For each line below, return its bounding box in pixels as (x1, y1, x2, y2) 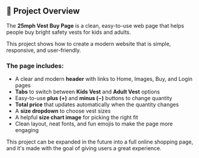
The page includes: (6, 62, 65, 70)
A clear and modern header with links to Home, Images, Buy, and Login (14, 75, 193, 83)
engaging (14, 127, 39, 134)
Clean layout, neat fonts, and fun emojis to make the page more (14, 120, 173, 127)
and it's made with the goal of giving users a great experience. (6, 145, 162, 152)
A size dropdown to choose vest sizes (14, 107, 111, 115)
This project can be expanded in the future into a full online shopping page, (6, 138, 194, 145)
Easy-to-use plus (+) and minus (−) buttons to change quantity (14, 95, 172, 102)
